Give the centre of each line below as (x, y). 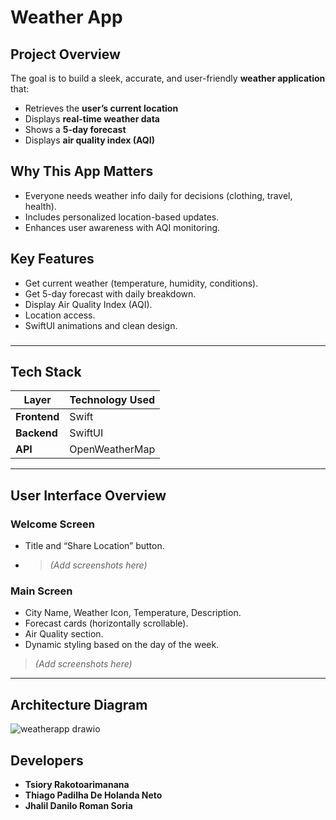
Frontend (37, 417)
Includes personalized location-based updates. (122, 217)
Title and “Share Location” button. (94, 546)
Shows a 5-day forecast (75, 129)
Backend (36, 433)
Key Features (52, 259)
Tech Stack (46, 371)
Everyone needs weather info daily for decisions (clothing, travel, (158, 195)
